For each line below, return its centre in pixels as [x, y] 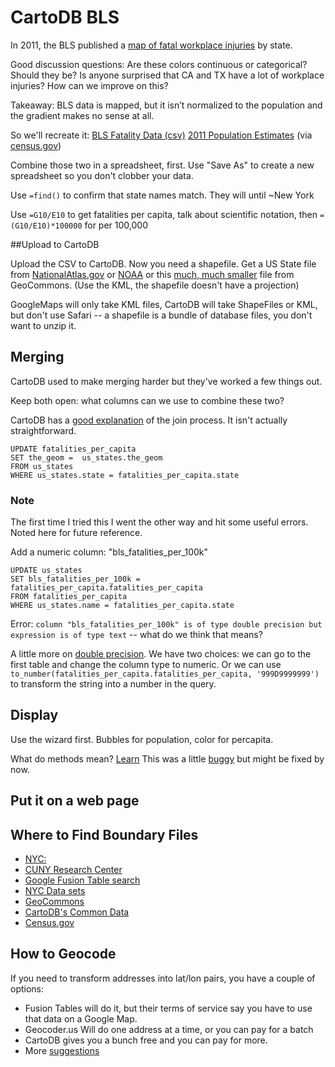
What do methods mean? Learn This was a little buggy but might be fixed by [167, 758]
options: [27, 988]
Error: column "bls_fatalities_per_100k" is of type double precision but [166, 624]
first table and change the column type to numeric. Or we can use [146, 665]
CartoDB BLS [65, 17]
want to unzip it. [43, 325]
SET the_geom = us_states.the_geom [86, 457]
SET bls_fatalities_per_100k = [75, 579]
